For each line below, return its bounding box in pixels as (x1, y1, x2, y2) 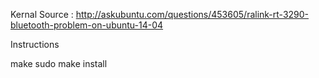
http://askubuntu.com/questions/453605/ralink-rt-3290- (75, 9, 310, 20)
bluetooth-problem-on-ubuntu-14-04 (10, 19, 164, 31)
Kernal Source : (10, 9, 74, 20)
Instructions (10, 39, 60, 50)
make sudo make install (10, 58, 108, 69)
